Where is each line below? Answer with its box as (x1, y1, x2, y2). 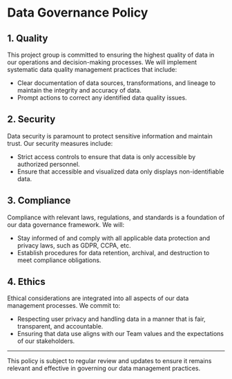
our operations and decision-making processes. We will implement (7, 58, 197, 66)
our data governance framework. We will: (7, 220, 125, 229)
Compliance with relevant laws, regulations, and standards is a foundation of (7, 213, 225, 221)
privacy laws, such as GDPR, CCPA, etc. (17, 241, 131, 250)
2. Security (7, 113, 56, 125)
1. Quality (7, 33, 48, 44)
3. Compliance (7, 195, 71, 207)
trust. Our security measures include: (7, 139, 113, 147)
